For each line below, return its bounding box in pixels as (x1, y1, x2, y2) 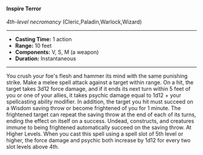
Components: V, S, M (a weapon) (14, 48, 99, 56)
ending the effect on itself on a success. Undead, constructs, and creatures (6, 117, 195, 125)
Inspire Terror (6, 5, 42, 12)
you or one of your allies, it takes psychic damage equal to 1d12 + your (6, 91, 181, 99)
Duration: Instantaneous (14, 55, 77, 62)
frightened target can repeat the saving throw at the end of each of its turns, (6, 111, 196, 118)
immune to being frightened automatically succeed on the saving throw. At (6, 124, 192, 131)
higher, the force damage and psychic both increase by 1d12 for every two (6, 137, 191, 144)
